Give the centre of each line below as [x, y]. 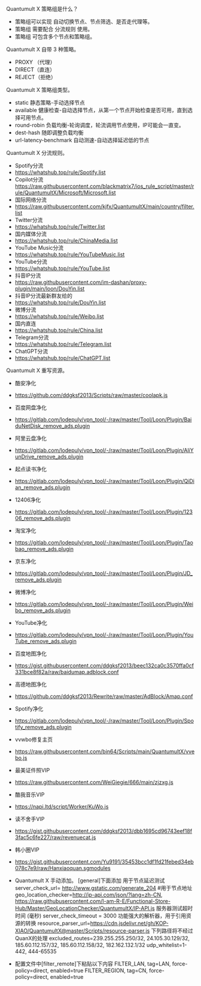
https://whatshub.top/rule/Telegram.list [63, 344]
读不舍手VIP [30, 819]
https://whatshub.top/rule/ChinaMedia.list [66, 241]
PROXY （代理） [35, 62]
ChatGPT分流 [31, 351]
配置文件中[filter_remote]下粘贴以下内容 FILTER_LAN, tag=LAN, [93, 964]
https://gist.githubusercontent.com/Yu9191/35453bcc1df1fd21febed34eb [104, 862]
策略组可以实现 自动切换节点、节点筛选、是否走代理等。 [84, 22]
